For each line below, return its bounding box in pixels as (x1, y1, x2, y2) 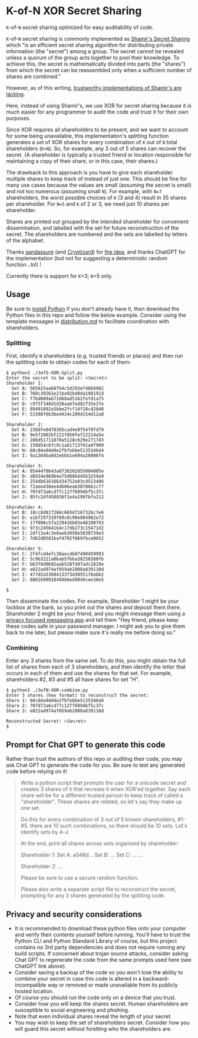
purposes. (6, 114, 31, 122)
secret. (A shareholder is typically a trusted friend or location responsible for (6, 151, 192, 158)
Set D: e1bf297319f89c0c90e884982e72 (11, 515, 104, 521)
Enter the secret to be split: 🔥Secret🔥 (6, 375, 108, 381)
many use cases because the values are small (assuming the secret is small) (6, 181, 192, 189)
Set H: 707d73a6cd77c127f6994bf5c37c (11, 489, 104, 495)
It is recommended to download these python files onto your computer (14, 925, 187, 932)
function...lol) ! (6, 261, 41, 268)
